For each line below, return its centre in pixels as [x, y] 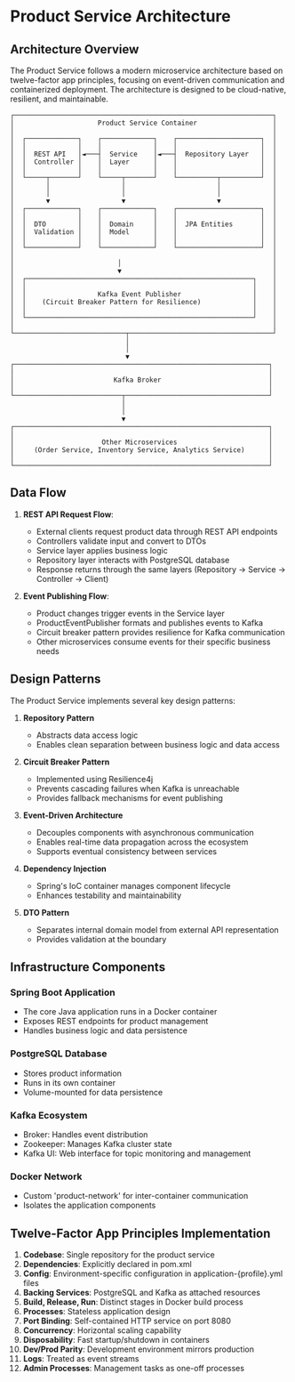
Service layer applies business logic [102, 550]
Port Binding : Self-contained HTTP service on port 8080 [127, 1321]
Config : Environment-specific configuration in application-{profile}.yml [153, 1273]
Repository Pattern [59, 717]
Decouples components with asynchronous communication [145, 832]
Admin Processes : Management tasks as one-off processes [134, 1369]
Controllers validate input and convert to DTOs [121, 541]
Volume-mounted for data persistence [93, 1092]
